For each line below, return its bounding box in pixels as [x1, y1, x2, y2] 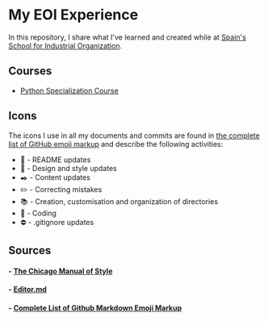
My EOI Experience [8, 6, 139, 24]
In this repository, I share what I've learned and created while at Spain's [8, 32, 246, 42]
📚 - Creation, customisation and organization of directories [19, 196, 219, 206]
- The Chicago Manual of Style [8, 266, 113, 276]
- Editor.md [8, 285, 47, 294]
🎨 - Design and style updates [19, 163, 117, 173]
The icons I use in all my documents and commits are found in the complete [8, 131, 260, 140]
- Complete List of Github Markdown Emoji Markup [8, 302, 182, 312]
